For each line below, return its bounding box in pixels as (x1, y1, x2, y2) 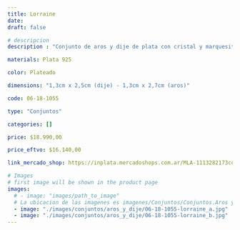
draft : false (7, 24, 46, 31)
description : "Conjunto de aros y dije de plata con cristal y (7, 44, 203, 51)
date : (7, 17, 24, 24)
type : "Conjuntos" (7, 108, 62, 115)
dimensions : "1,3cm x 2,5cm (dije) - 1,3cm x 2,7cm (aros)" (7, 82, 191, 89)
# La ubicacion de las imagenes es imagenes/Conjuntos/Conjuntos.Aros (14, 199, 229, 206)
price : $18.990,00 (7, 134, 62, 141)
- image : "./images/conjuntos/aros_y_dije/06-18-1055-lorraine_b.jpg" (14, 212, 229, 219)
